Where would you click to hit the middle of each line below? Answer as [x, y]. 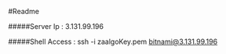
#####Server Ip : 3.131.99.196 [56, 26]
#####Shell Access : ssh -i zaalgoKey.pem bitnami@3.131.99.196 [113, 41]
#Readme [24, 11]
